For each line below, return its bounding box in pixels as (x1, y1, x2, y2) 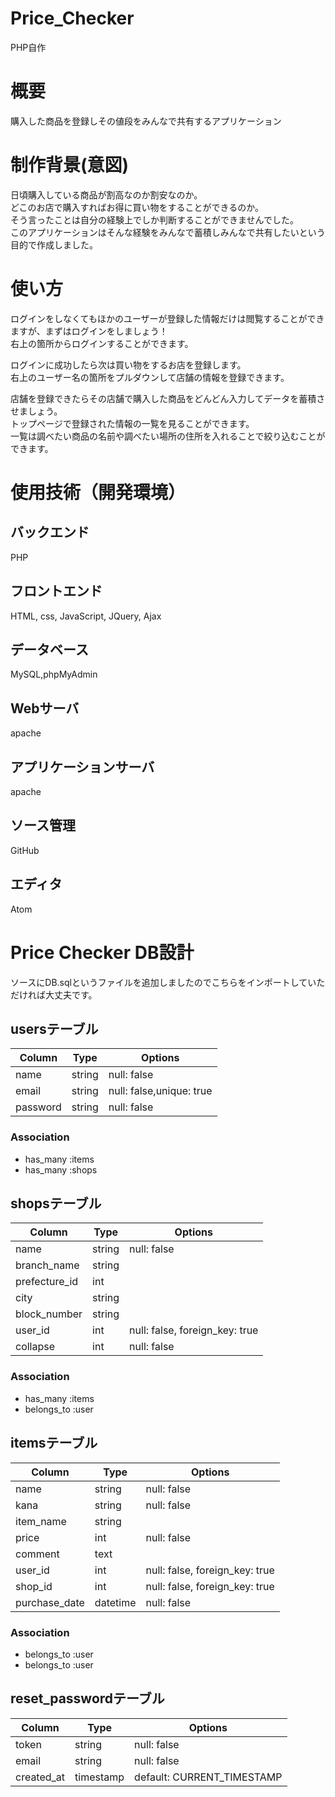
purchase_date (15, 1595, 85, 1609)
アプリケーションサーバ (10, 758, 155, 776)
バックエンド (10, 524, 90, 541)
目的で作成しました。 (10, 238, 98, 251)
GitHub (10, 844, 40, 856)
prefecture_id (15, 1275, 79, 1289)
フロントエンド (10, 583, 103, 600)
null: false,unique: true (108, 1084, 213, 1098)
